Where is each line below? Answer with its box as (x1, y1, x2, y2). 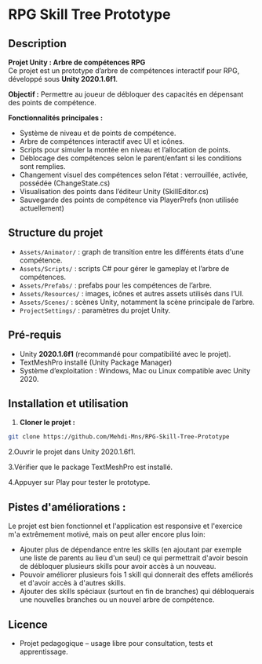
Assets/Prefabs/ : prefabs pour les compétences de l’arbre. (19, 281, 212, 290)
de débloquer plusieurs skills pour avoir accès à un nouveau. (19, 562, 217, 571)
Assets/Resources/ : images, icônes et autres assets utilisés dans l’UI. (19, 288, 245, 298)
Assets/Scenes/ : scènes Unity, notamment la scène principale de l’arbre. (19, 297, 255, 306)
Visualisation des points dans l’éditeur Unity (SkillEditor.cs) (19, 187, 209, 196)
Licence (8, 618, 49, 631)
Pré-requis (8, 328, 62, 342)
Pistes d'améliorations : (8, 501, 126, 514)
